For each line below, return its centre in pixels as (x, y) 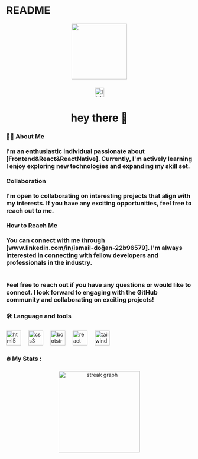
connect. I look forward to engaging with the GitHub (82, 292)
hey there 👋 (99, 118)
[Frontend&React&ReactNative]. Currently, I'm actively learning (99, 159)
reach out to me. (30, 210)
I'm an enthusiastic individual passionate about (75, 151)
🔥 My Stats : (24, 359)
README (28, 10)
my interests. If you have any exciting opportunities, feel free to (99, 203)
